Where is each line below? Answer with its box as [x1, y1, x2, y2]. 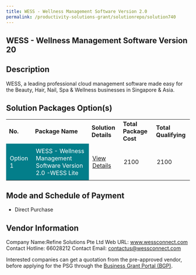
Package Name [34, 127, 78, 135]
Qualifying [156, 131, 185, 139]
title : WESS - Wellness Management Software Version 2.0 [6, 8, 148, 15]
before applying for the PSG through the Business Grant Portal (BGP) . [6, 262, 173, 269]
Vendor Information [6, 223, 79, 233]
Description [6, 65, 50, 75]
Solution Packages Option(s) [6, 103, 113, 113]
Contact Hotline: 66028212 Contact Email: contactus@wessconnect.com [6, 245, 181, 252]
